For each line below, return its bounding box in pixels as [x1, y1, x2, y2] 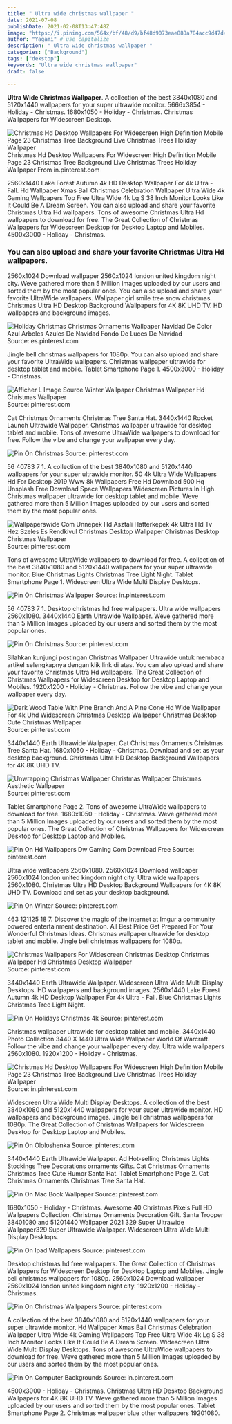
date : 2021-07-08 [7, 17, 57, 24]
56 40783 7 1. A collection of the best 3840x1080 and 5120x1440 [7, 462, 193, 471]
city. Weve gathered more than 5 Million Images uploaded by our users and [7, 279, 221, 287]
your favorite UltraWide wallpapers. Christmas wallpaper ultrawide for [7, 357, 206, 365]
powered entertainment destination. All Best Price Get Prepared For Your [7, 922, 214, 931]
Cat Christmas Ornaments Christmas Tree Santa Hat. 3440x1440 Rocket [7, 413, 213, 422]
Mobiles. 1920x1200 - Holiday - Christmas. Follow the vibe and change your [7, 682, 223, 691]
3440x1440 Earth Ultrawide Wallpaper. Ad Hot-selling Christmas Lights [7, 1154, 209, 1162]
